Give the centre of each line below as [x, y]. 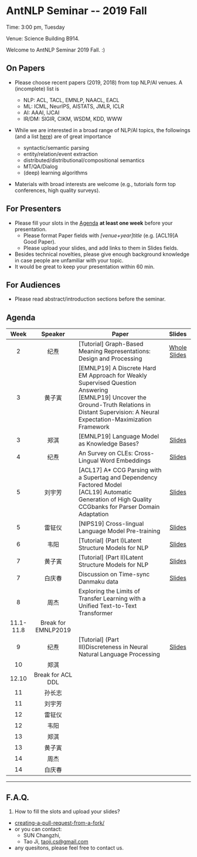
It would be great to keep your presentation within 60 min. [84, 266]
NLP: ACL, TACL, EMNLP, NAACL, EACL [71, 100]
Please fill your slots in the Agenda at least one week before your [94, 223]
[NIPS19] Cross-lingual [111, 524]
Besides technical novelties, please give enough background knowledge [102, 254]
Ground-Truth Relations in [115, 405]
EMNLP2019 [53, 630]
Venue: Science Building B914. [43, 38]
